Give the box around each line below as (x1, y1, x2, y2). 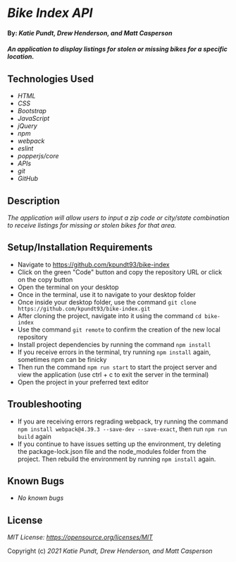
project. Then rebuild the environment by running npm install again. (17, 455, 216, 463)
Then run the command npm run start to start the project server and (17, 363, 217, 371)
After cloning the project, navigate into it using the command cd (17, 311, 202, 320)
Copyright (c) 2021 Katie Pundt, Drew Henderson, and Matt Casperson (7, 546, 213, 556)
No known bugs (17, 493, 64, 503)
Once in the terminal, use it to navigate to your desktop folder (17, 290, 196, 298)
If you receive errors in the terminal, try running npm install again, (17, 348, 211, 356)
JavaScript (17, 115, 50, 123)
